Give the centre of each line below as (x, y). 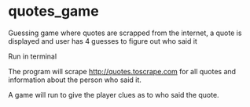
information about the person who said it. (75, 80)
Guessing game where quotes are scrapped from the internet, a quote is (125, 33)
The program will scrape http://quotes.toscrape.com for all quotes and (122, 71)
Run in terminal (33, 56)
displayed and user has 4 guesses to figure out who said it (103, 41)
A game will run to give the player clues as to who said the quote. (114, 95)
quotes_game (54, 11)
